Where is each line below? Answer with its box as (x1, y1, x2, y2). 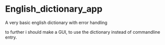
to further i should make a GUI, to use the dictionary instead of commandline (5, 29, 161, 35)
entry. (5, 34, 17, 40)
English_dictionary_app (5, 3, 102, 15)
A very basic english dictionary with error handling (5, 20, 107, 25)
